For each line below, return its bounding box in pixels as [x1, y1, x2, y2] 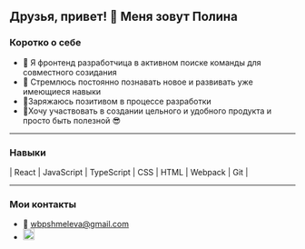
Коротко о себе [9, 36, 82, 49]
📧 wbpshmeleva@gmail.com [22, 219, 130, 230]
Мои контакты [9, 197, 77, 210]
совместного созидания [22, 66, 117, 77]
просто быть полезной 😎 [22, 115, 121, 125]
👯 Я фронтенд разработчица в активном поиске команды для [22, 56, 261, 68]
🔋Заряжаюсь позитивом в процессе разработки [22, 95, 212, 106]
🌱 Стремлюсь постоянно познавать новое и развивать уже [22, 76, 254, 87]
